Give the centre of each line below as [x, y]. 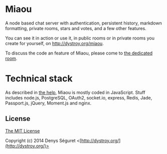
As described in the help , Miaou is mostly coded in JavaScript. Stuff [75, 92]
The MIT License [23, 130]
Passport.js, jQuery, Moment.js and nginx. [48, 103]
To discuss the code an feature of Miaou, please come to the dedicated [79, 53]
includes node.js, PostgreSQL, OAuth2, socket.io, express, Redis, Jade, [79, 97]
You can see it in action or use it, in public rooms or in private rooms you [80, 38]
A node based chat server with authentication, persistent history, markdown [83, 23]
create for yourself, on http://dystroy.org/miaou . [54, 43]
